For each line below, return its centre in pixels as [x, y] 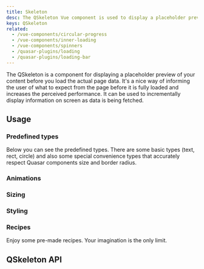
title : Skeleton [27, 12]
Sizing [16, 195]
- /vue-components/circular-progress [59, 35]
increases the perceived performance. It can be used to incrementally [93, 94]
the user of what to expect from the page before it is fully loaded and [93, 87]
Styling [17, 211]
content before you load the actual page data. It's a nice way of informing [98, 81]
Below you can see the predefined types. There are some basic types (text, [100, 150]
